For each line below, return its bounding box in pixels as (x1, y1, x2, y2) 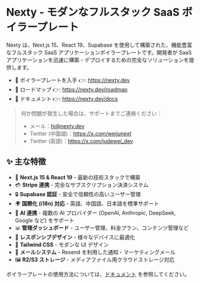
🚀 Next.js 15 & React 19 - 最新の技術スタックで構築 (14, 174, 141, 181)
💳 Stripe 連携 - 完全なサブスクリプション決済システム (14, 181, 149, 188)
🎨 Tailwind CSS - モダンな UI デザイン (14, 241, 109, 248)
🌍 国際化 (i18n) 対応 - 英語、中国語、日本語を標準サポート (14, 200, 159, 207)
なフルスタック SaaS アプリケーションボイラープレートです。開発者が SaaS (6, 48, 192, 56)
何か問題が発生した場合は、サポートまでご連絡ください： (20, 109, 162, 117)
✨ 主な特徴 (6, 157, 47, 167)
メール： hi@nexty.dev (29, 122, 85, 129)
